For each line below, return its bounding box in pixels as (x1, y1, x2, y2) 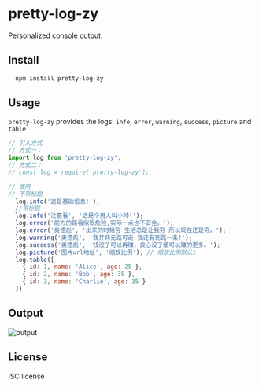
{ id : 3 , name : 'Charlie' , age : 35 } (22, 278, 146, 286)
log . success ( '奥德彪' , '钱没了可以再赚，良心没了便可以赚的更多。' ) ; (15, 241, 221, 249)
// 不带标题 (8, 190, 43, 197)
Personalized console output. (8, 31, 103, 40)
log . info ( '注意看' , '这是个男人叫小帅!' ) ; (15, 212, 144, 220)
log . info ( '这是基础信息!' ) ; (15, 197, 100, 205)
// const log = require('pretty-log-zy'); (8, 168, 150, 176)
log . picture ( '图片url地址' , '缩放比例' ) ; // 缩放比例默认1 (15, 249, 197, 256)
